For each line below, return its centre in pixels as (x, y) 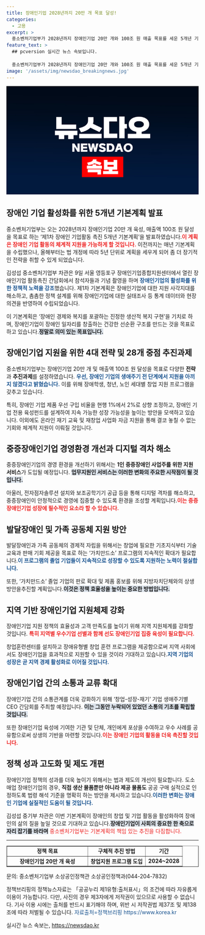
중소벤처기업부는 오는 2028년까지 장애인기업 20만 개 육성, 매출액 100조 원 (95, 229)
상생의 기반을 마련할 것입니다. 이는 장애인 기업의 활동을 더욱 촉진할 (110, 735)
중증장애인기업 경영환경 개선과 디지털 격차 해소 (88, 449)
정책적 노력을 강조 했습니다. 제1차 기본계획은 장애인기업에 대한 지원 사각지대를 (104, 288)
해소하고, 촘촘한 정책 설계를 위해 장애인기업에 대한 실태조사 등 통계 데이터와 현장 (102, 295)
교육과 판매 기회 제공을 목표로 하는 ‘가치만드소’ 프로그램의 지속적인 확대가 (93, 553)
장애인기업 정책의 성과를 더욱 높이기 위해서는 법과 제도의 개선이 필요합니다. (95, 779)
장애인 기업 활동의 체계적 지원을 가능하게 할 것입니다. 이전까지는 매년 (93, 244)
